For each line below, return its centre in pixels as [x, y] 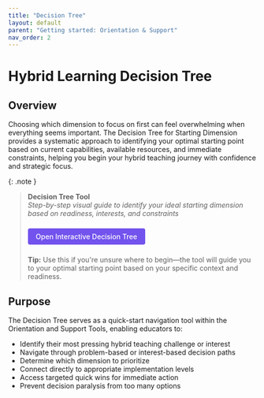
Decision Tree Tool [59, 197]
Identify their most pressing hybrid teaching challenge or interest [125, 344]
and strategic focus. [41, 166]
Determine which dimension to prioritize [84, 361]
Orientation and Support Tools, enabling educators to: [95, 329]
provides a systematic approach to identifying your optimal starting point [126, 141]
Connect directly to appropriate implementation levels [107, 369]
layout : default [35, 23]
